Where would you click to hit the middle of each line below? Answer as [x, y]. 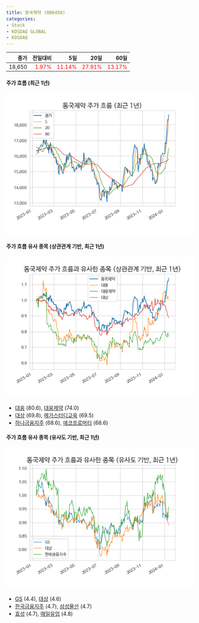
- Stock [16, 25]
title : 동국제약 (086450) [36, 13]
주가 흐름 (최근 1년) [28, 83]
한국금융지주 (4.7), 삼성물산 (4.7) [53, 606]
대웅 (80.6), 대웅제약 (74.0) [47, 407]
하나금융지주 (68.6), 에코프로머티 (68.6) [61, 422]
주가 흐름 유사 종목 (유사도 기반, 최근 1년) [53, 437]
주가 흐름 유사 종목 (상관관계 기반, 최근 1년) [55, 247]
